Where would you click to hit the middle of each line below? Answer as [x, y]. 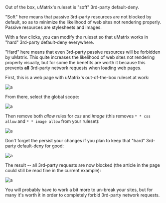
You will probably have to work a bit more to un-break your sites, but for [79, 190]
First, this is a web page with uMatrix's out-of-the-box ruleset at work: [77, 77]
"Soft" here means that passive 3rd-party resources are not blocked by [78, 17]
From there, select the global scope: [42, 97]
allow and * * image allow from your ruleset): [52, 121]
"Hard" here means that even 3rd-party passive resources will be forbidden [83, 52]
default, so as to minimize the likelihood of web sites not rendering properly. [83, 22]
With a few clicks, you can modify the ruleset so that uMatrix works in [77, 37]
